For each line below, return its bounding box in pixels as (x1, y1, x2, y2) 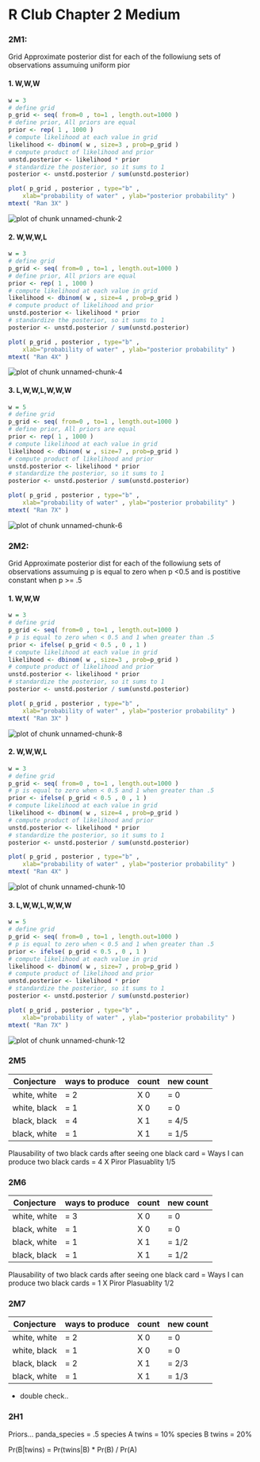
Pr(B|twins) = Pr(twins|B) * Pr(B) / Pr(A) (8, 1445, 137, 1454)
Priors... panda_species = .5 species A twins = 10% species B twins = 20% (8, 1429, 252, 1439)
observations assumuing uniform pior (8, 60, 131, 70)
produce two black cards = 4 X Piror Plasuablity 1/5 (8, 1157, 176, 1166)
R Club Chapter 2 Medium (8, 6, 181, 24)
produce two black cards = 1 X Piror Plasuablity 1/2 (8, 1278, 174, 1288)
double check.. (19, 1391, 69, 1401)
